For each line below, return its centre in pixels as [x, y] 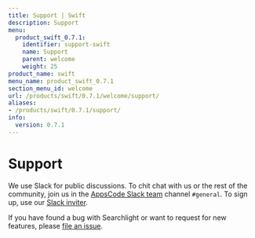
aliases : [22, 103]
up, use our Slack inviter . [48, 202]
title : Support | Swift [47, 15]
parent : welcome [49, 60]
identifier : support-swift [66, 45]
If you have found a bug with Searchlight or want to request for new [117, 218]
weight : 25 [40, 67]
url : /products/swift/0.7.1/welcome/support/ [84, 96]
